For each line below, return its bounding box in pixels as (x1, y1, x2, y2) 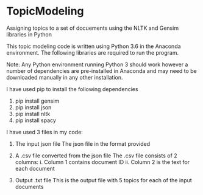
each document (15, 165, 55, 172)
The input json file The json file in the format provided (15, 140, 151, 147)
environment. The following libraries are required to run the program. (6, 49, 179, 56)
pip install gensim (15, 97, 60, 104)
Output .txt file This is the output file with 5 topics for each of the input (15, 176, 192, 183)
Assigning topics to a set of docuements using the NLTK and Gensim (6, 24, 179, 32)
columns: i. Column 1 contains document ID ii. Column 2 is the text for (15, 158, 190, 165)
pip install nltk (15, 110, 51, 117)
